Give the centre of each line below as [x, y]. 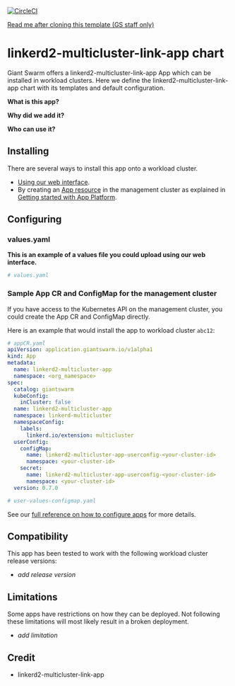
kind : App [22, 356]
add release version [47, 575]
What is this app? [34, 101]
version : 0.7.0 [36, 488]
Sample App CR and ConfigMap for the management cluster [112, 294]
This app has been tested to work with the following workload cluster [108, 554]
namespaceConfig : [39, 422]
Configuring [35, 219]
